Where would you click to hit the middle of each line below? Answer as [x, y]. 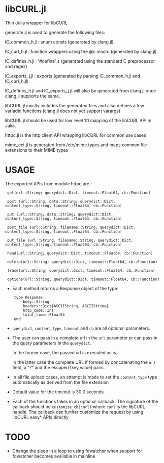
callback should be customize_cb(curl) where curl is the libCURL [79, 407]
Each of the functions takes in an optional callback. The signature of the [85, 401]
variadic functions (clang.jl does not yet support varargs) [63, 111]
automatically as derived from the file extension [61, 382]
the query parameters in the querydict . [52, 343]
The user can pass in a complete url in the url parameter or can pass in [85, 337]
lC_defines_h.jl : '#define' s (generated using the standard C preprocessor [80, 61]
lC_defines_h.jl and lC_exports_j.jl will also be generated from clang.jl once [81, 90]
